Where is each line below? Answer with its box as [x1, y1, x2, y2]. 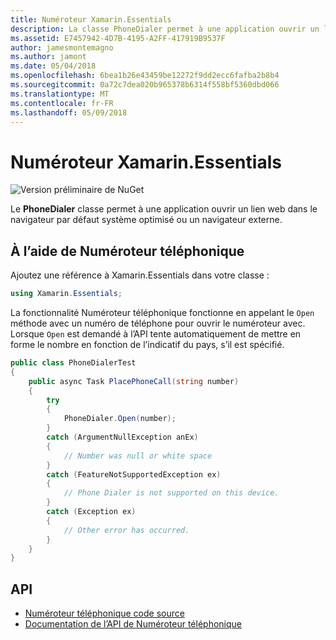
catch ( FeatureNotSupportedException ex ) [46, 469, 222, 480]
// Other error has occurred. [63, 525, 190, 535]
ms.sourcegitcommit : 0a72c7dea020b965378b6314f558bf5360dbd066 [10, 80, 280, 90]
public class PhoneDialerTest [10, 358, 137, 368]
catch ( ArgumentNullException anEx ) [46, 432, 199, 442]
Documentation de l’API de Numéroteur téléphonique [24, 618, 242, 630]
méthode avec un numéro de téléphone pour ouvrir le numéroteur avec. [10, 317, 306, 329]
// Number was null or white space [63, 451, 213, 461]
